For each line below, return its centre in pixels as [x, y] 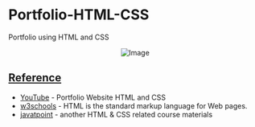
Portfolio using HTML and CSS [59, 37]
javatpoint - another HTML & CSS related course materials [116, 114]
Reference [35, 78]
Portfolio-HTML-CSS [79, 15]
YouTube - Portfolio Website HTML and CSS [93, 97]
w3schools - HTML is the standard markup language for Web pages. [134, 105]
